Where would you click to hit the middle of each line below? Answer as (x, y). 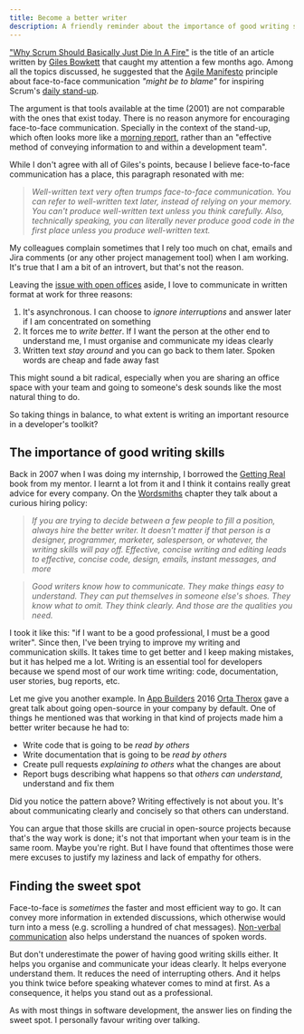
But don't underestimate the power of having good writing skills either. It (144, 954)
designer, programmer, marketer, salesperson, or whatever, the (150, 540)
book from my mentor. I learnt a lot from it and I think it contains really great (150, 484)
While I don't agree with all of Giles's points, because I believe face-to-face (150, 164)
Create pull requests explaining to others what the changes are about (152, 765)
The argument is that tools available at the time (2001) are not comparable (147, 108)
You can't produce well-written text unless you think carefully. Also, (158, 210)
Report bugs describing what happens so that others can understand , (152, 774)
